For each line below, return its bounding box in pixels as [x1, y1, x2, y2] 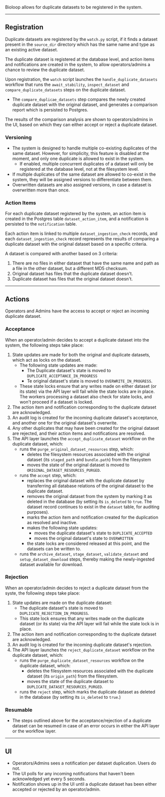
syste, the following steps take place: [5, 590, 80, 596]
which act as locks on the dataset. [12, 357, 82, 363]
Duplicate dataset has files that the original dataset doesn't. [12, 276, 133, 282]
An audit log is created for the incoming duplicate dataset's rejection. [12, 642, 152, 647]
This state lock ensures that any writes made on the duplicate [19, 615, 144, 621]
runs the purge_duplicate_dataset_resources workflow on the [19, 657, 144, 663]
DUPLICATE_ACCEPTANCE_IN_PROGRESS [27, 374, 98, 379]
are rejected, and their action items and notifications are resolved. [12, 430, 146, 436]
